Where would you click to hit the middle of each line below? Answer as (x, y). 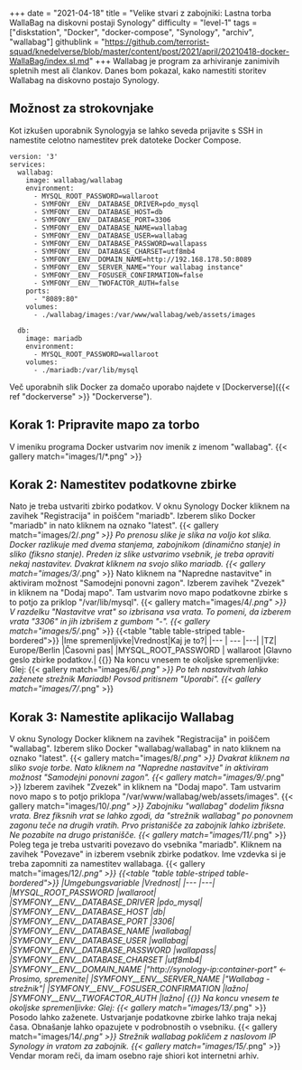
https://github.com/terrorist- (157, 42)
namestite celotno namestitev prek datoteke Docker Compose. (125, 140)
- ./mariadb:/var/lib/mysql (86, 370)
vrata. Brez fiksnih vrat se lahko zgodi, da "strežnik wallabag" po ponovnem (151, 816)
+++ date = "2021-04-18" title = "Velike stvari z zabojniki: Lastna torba (141, 13)
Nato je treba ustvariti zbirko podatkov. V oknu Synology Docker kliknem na (150, 506)
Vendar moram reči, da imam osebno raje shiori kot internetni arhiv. (134, 1056)
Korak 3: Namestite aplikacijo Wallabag (122, 717)
